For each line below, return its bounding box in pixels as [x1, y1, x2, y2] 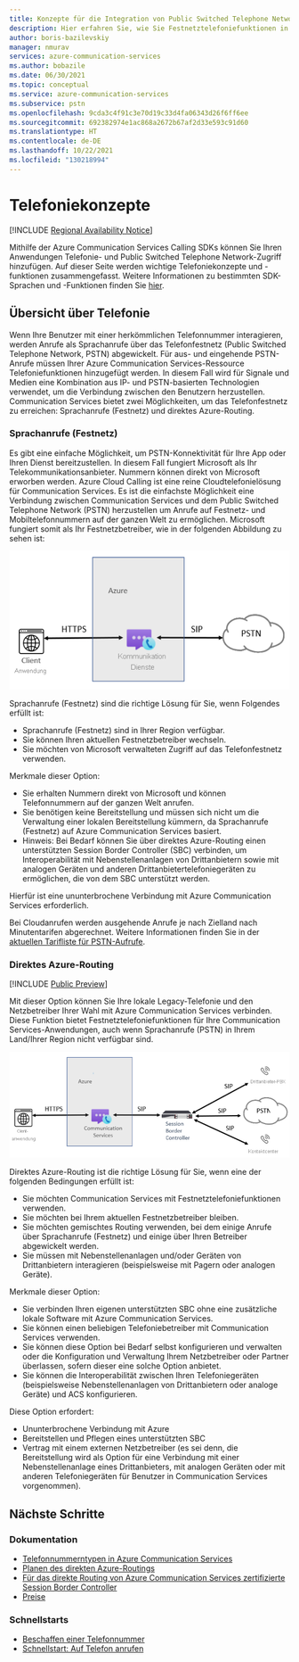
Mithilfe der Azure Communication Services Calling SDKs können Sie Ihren [9, 242, 282, 252]
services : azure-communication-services [9, 52, 162, 62]
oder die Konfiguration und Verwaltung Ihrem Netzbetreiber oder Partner [21, 1352, 289, 1362]
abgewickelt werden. [21, 1241, 100, 1252]
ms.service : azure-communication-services [9, 89, 169, 98]
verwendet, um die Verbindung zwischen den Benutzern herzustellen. [9, 386, 265, 397]
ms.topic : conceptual [9, 80, 90, 89]
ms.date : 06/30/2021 [9, 71, 86, 80]
